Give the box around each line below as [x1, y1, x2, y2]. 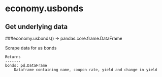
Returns [5, 54, 21, 59]
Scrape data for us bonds [5, 45, 57, 51]
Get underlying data [5, 23, 68, 31]
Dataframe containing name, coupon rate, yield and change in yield [14, 67, 158, 72]
